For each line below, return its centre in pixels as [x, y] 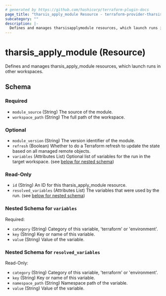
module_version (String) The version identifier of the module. [74, 141]
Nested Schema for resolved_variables [53, 252]
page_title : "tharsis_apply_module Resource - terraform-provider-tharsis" [85, 14]
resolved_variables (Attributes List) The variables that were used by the [86, 190]
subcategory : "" [22, 19]
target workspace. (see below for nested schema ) [63, 162]
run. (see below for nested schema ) [49, 196]
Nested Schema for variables [41, 209]
